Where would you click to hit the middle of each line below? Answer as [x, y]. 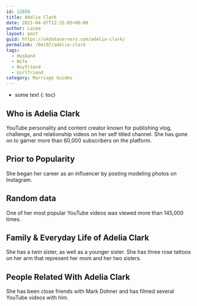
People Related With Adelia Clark [68, 277]
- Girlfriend [28, 72]
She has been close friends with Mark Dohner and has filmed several [90, 291]
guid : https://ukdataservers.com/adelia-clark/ [66, 39]
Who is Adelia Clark [43, 113]
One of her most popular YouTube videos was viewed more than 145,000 [95, 213]
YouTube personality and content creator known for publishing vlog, [89, 128]
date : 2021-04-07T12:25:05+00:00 [47, 23]
